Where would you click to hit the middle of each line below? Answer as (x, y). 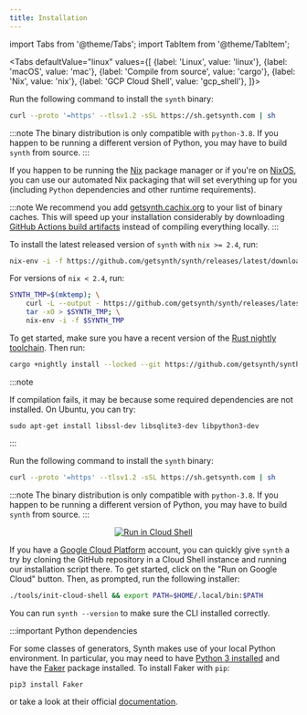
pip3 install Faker (47, 684)
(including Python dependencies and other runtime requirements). (133, 189)
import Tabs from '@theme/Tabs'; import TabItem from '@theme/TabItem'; (150, 44)
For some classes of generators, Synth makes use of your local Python (143, 648)
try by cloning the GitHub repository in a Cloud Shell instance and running (148, 559)
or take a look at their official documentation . (94, 702)
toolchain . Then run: (47, 347)
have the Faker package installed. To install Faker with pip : (120, 668)
